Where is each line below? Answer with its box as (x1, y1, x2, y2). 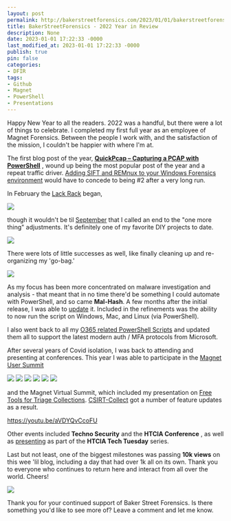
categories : (7, 61, 41, 68)
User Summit (7, 360, 44, 369)
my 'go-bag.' (38, 256, 75, 265)
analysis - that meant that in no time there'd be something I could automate (7, 290, 220, 298)
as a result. (7, 402, 39, 411)
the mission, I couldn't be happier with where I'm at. (7, 141, 154, 149)
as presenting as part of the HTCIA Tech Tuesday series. (7, 437, 170, 445)
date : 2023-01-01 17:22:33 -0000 (7, 36, 103, 43)
